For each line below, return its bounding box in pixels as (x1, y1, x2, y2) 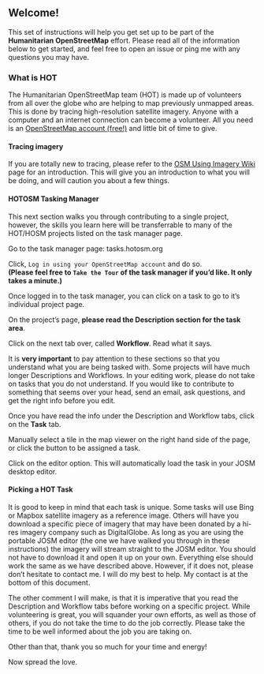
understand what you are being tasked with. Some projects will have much (8, 362, 251, 372)
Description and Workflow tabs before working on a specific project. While (8, 601, 251, 611)
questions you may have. (8, 52, 90, 62)
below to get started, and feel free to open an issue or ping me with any (8, 43, 240, 54)
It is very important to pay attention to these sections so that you (8, 354, 221, 363)
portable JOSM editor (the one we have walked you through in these (8, 536, 230, 545)
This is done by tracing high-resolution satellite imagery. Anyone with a (8, 107, 239, 117)
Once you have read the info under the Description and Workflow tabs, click (8, 410, 255, 421)
